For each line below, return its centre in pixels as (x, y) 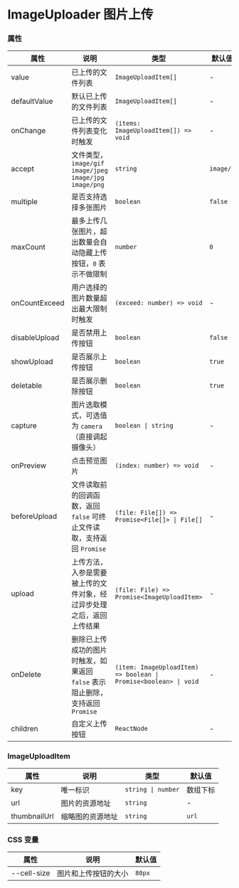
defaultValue (32, 102)
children (25, 729)
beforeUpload (34, 516)
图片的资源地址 (86, 803)
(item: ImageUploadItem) (157, 668)
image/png (88, 185)
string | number (152, 789)
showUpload (32, 362)
